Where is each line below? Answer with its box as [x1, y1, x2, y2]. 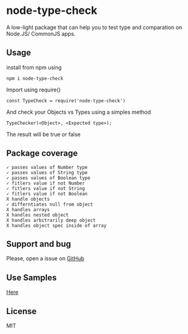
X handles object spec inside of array [6, 222, 107, 229]
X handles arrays [6, 206, 50, 212]
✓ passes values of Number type [6, 164, 88, 170]
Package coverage [6, 148, 78, 159]
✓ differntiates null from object [6, 201, 94, 208]
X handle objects [6, 196, 50, 202]
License [6, 306, 37, 316]
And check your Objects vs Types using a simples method [6, 108, 151, 116]
